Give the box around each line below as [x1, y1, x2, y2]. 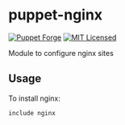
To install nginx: [8, 93, 60, 103]
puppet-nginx [8, 6, 103, 24]
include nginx [8, 109, 56, 117]
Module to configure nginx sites [8, 48, 115, 58]
